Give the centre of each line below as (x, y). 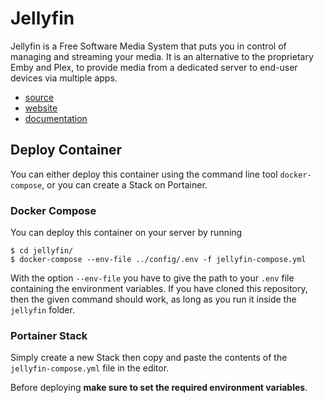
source (39, 97)
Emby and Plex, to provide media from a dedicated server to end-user (154, 67)
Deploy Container (66, 150)
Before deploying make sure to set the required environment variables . (159, 388)
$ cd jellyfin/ (42, 251)
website (41, 108)
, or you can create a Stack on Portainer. (124, 184)
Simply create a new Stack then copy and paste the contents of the (149, 358)
